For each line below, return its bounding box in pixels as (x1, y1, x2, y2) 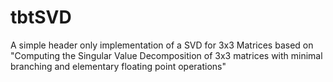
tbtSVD (10, 6, 72, 29)
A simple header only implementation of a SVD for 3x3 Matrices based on (10, 39, 314, 51)
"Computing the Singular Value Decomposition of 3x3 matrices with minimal (10, 49, 323, 61)
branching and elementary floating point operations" (10, 60, 227, 72)
